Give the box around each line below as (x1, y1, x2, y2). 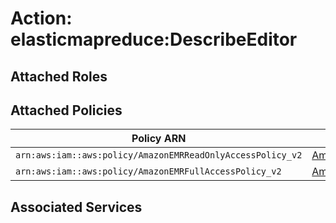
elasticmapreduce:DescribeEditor (10, 28, 298, 51)
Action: (10, 7, 73, 30)
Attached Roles (10, 68, 108, 85)
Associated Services (10, 198, 143, 216)
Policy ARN (131, 132, 187, 146)
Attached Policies (10, 102, 123, 119)
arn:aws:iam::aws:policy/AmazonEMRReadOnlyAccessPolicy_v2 (15, 150, 303, 161)
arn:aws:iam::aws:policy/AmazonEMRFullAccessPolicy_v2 (15, 166, 282, 177)
